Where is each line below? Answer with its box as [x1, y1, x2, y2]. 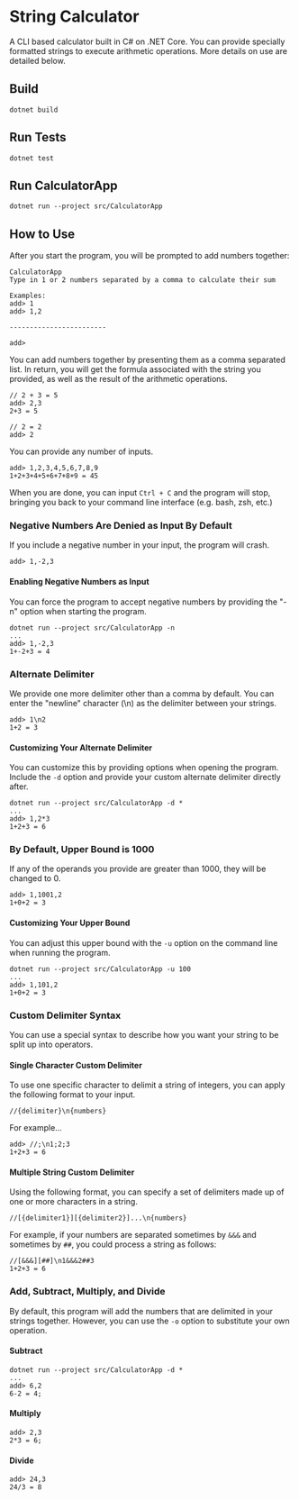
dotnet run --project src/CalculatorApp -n [9, 623, 176, 632]
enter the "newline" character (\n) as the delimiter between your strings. [9, 697, 277, 708]
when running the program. [9, 947, 111, 958]
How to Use [9, 226, 76, 241]
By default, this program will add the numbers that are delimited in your [9, 1305, 273, 1316]
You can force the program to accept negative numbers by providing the [9, 596, 277, 607]
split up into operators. [9, 1039, 94, 1050]
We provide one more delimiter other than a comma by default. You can [9, 687, 275, 699]
